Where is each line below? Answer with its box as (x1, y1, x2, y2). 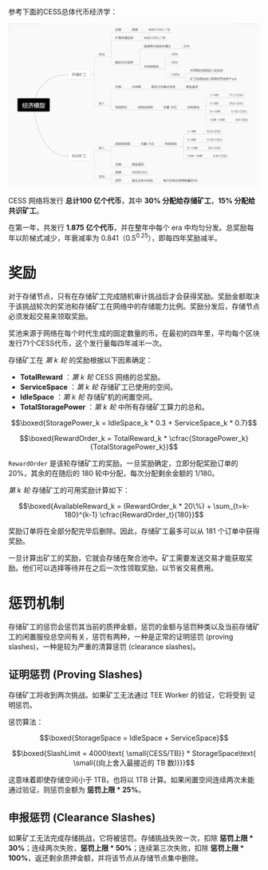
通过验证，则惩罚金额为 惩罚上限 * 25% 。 (8, 785, 146, 795)
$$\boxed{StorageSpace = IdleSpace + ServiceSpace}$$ (39, 733, 229, 743)
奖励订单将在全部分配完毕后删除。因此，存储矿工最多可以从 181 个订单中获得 (8, 526, 260, 536)
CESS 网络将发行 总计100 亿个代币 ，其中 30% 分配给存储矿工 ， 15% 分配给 (8, 195, 255, 205)
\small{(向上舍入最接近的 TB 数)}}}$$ (73, 758, 195, 768)
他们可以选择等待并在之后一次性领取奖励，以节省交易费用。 (22, 563, 218, 573)
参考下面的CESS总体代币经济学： (8, 7, 118, 16)
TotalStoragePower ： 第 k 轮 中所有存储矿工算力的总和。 (19, 402, 209, 412)
